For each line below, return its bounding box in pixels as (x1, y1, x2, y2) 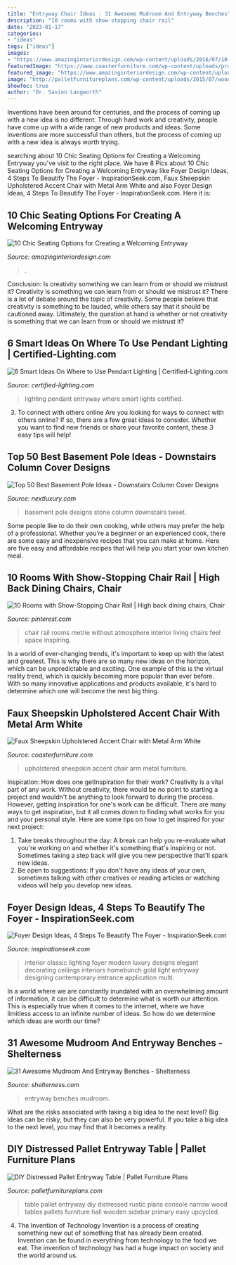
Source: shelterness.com (7, 1080, 79, 1089)
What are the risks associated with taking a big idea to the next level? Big (7, 1107, 219, 1116)
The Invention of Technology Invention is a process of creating (17, 1221, 199, 1229)
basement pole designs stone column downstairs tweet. (24, 508, 187, 516)
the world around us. (17, 1251, 78, 1259)
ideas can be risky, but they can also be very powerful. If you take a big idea (7, 1115, 228, 1124)
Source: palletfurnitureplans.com (7, 1186, 103, 1195)
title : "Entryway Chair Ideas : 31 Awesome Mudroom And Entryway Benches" (7, 10, 231, 18)
